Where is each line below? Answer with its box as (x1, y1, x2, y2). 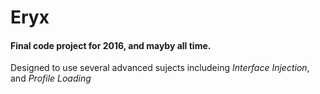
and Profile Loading (10, 72, 92, 85)
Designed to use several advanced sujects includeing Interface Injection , (10, 62, 310, 74)
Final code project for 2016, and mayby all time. (10, 39, 212, 51)
